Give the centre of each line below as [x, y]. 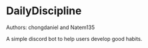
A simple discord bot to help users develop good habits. [74, 39]
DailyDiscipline [44, 11]
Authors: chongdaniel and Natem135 [50, 27]
